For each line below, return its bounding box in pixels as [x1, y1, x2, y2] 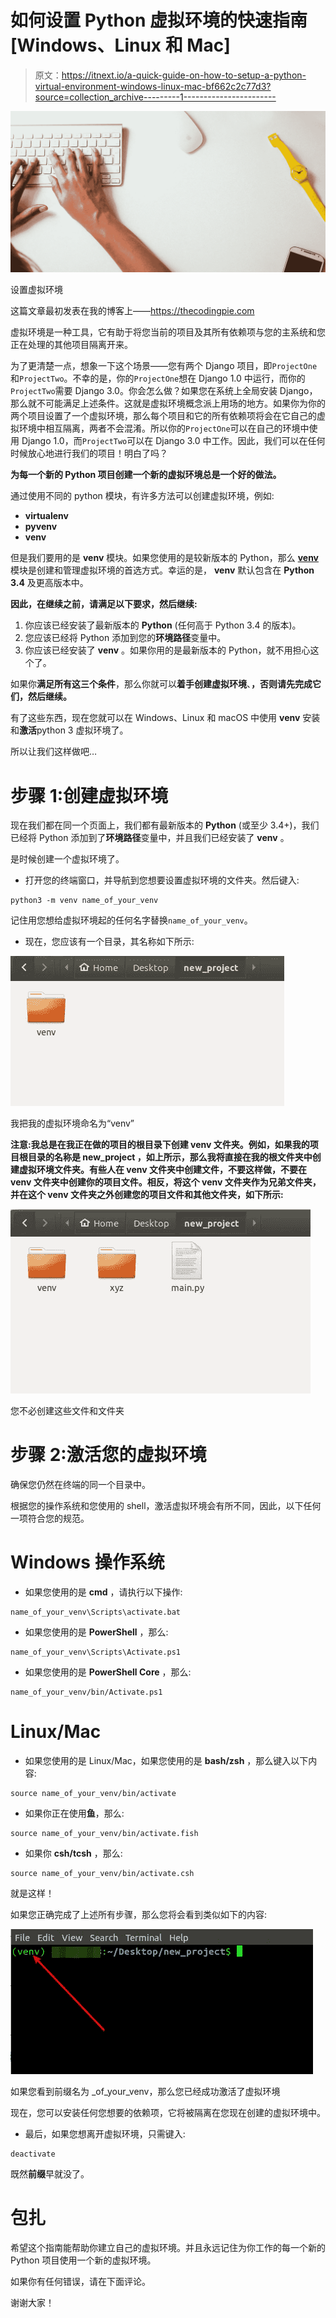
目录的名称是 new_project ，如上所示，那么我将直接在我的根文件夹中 [27, 1151, 313, 1163]
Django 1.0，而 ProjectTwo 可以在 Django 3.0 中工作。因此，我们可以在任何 [21, 435, 326, 447]
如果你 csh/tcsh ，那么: [24, 1847, 123, 1860]
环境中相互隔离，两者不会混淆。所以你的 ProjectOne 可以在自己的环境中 [18, 422, 310, 435]
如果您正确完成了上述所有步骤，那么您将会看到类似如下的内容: [10, 1909, 268, 1921]
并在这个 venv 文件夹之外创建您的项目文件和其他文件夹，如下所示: [10, 1189, 284, 1201]
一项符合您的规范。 [10, 1512, 90, 1525]
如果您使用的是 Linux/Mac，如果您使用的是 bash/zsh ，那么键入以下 [24, 1755, 309, 1767]
